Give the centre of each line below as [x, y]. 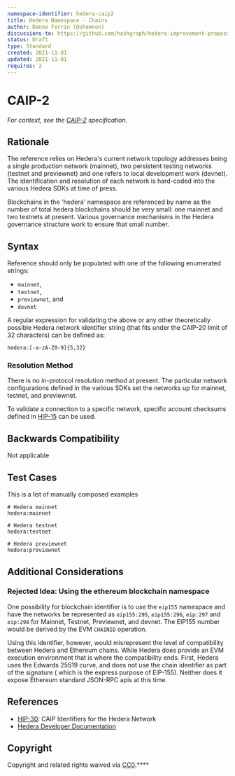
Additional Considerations [65, 571]
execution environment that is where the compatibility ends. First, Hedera [113, 657]
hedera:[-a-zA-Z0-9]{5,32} [47, 348]
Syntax [23, 246]
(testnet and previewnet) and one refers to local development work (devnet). [117, 174]
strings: [18, 271]
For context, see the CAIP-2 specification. [67, 120]
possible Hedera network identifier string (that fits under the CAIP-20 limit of [117, 328]
